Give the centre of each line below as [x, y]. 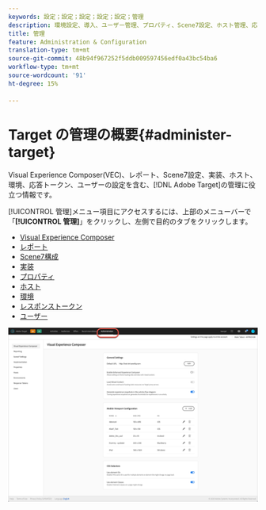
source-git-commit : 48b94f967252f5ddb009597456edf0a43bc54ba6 [113, 59]
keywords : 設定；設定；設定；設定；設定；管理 [76, 17]
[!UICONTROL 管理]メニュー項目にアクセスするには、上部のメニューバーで [130, 212]
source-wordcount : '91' [47, 75]
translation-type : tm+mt [49, 50]
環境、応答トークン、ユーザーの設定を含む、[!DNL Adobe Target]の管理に [129, 185]
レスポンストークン [51, 306]
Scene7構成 [39, 257]
